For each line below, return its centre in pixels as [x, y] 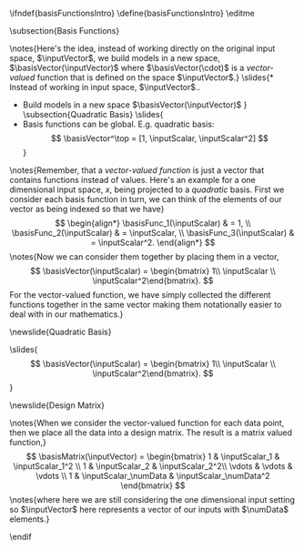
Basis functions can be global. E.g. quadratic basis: [118, 124]
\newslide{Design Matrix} [57, 405]
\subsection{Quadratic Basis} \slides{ [93, 114]
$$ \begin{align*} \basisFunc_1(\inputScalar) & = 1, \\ [153, 223]
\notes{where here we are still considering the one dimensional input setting [152, 499]
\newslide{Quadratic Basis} [61, 332]
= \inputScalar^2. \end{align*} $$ [153, 242]
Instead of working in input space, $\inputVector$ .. [105, 87]
